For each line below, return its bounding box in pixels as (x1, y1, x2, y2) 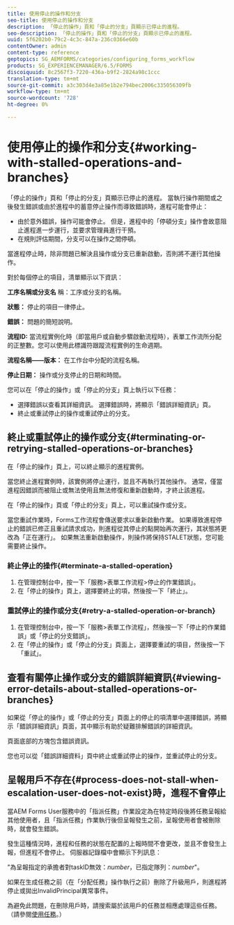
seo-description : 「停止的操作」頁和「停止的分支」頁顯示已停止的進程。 (7, 29, 195, 37)
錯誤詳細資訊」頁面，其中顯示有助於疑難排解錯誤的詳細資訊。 (19, 722, 196, 730)
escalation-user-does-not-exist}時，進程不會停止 (7, 787, 226, 799)
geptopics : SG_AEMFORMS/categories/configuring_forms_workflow (7, 56, 195, 63)
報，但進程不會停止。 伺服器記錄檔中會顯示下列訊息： (7, 848, 162, 856)
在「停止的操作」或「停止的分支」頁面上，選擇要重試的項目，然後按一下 (17, 640, 225, 649)
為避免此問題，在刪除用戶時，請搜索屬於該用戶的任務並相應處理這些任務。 (7, 901, 221, 910)
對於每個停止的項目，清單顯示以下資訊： (7, 273, 123, 281)
